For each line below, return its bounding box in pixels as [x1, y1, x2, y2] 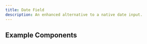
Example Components [5, 31, 78, 39]
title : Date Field [5, 7, 44, 13]
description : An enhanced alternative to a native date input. [5, 12, 143, 17]
